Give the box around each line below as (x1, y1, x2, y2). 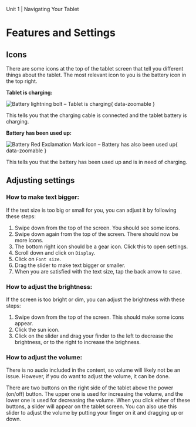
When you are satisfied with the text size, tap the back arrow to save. (14, 268, 182, 275)
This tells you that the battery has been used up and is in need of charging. (6, 159, 188, 165)
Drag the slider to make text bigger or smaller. (14, 262, 126, 269)
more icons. (14, 236, 44, 243)
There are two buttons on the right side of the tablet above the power (6, 384, 174, 391)
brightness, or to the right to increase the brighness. (14, 338, 141, 345)
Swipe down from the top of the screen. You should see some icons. (14, 224, 180, 231)
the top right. (6, 78, 38, 85)
